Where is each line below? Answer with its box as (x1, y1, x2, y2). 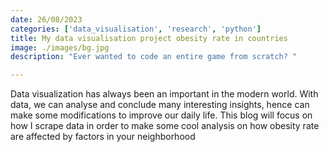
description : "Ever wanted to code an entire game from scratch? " (10, 52, 298, 62)
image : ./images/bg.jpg (10, 42, 110, 53)
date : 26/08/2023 (10, 14, 83, 25)
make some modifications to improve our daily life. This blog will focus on (10, 109, 313, 121)
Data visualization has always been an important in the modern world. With (10, 88, 319, 100)
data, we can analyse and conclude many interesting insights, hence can (10, 99, 310, 111)
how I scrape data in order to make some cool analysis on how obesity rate (10, 120, 320, 132)
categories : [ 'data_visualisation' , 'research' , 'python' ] (10, 24, 262, 34)
